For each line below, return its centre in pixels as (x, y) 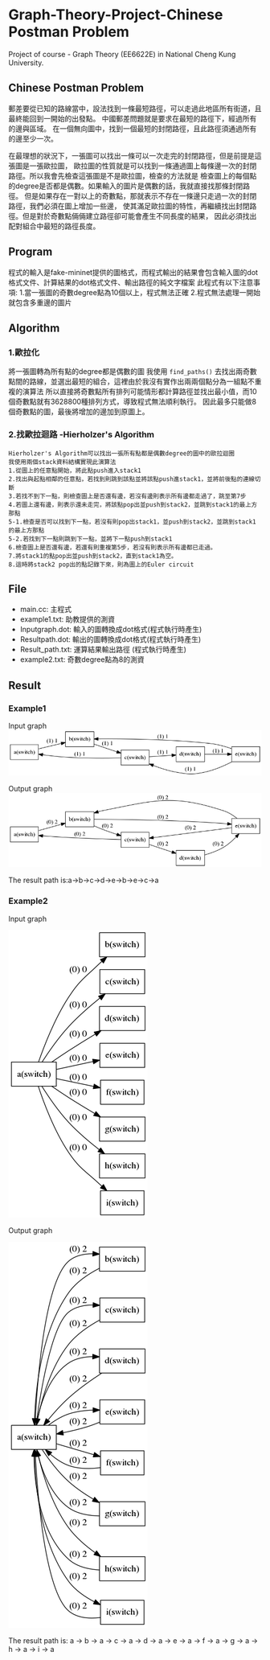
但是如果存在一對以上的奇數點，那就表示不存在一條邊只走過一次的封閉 (140, 195)
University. (26, 63)
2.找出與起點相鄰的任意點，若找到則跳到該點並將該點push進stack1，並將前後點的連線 (132, 479)
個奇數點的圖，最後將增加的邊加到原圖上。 (79, 412)
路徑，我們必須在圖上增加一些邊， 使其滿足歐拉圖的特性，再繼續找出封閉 (129, 206)
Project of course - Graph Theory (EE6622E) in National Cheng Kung (122, 54)
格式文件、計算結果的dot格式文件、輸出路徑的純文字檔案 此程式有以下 (124, 282)
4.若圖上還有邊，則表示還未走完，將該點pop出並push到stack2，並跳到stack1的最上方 (133, 504)
